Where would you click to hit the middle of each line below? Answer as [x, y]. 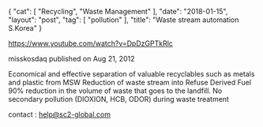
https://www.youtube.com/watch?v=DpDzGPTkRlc [91, 43]
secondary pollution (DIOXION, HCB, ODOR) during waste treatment [118, 99]
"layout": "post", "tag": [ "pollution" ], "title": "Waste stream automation [124, 20]
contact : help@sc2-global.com [59, 114]
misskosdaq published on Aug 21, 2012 [71, 59]
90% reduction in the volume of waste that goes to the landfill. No [115, 91]
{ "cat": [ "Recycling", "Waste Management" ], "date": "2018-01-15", [118, 11]
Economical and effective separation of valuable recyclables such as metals [131, 74]
